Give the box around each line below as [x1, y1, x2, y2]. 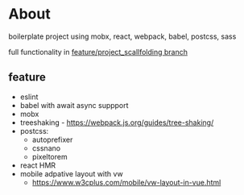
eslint [19, 92, 39, 102]
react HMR [19, 160, 56, 170]
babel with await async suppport [19, 100, 129, 110]
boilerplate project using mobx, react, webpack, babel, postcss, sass [8, 31, 237, 41]
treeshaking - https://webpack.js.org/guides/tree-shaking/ [19, 118, 214, 127]
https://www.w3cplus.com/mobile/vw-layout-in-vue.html [31, 177, 221, 187]
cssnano [31, 143, 61, 153]
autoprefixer [31, 135, 73, 144]
